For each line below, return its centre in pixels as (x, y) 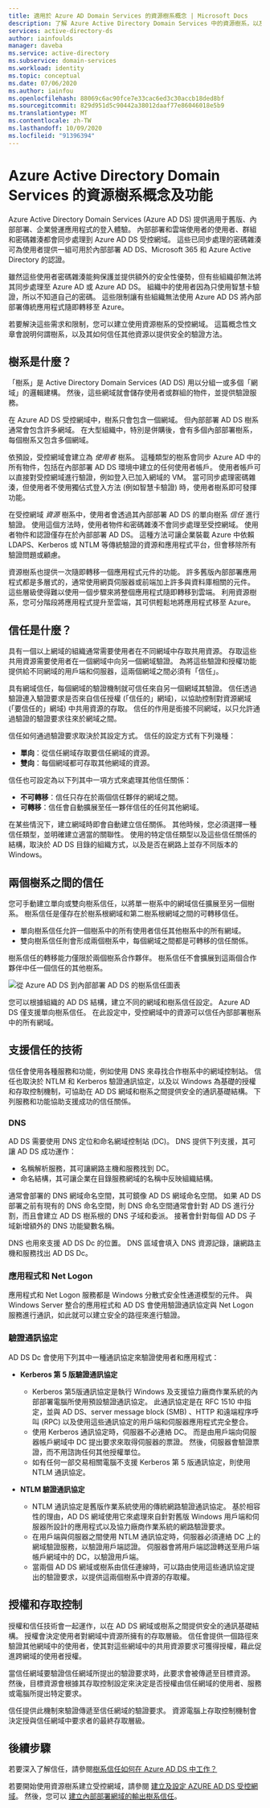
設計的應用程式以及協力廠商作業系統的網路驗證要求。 (141, 1526)
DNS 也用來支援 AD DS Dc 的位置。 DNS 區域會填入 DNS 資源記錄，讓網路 (131, 1243)
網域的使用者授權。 (54, 1656)
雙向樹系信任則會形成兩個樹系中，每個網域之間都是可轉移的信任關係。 (136, 941)
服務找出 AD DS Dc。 (57, 1253)
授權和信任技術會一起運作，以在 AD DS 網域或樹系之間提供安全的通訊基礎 (130, 1626)
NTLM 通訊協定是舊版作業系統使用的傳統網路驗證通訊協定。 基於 (139, 1506)
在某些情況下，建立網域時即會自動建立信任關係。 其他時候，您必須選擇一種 (133, 825)
